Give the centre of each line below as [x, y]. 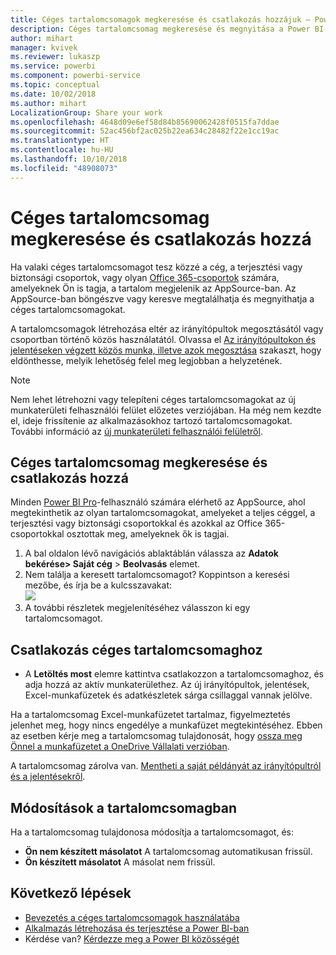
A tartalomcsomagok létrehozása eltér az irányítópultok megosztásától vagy [167, 328]
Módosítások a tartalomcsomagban [123, 807]
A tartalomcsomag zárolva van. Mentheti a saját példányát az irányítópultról [166, 766]
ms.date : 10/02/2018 [53, 94]
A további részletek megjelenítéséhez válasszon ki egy [137, 608]
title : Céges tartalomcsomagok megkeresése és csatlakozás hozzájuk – [160, 19]
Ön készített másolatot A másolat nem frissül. [120, 862]
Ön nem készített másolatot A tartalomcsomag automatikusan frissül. [168, 851]
